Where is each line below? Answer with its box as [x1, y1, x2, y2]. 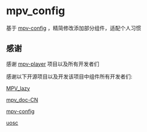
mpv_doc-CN [6, 96, 39, 103]
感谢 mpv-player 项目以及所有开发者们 [6, 60, 100, 67]
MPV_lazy [6, 85, 30, 92]
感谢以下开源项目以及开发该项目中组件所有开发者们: [6, 73, 133, 80]
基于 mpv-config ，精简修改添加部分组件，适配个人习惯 [6, 24, 142, 31]
